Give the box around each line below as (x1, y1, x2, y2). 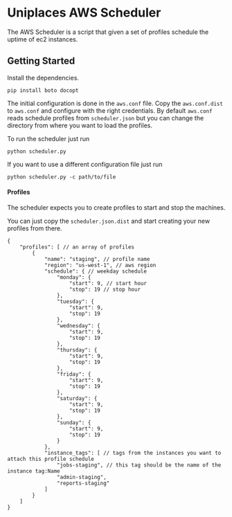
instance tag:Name (7, 467, 60, 475)
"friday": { (56, 370, 91, 378)
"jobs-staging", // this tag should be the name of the (56, 462, 222, 469)
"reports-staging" (56, 480, 110, 487)
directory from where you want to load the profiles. (7, 121, 153, 129)
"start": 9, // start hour (69, 280, 148, 287)
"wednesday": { (56, 322, 100, 329)
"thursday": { (56, 346, 98, 354)
